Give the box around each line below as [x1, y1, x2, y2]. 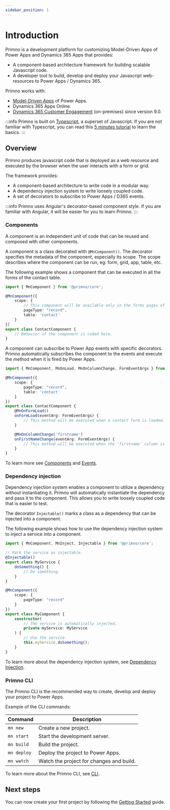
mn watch [8, 758, 29, 764]
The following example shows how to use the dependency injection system [5, 526, 163, 532]
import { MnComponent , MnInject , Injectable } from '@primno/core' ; [5, 541, 154, 546]
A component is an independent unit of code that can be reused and [5, 233, 149, 239]
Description [72, 716, 102, 723]
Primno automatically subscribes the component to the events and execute [5, 351, 162, 357]
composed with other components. [5, 238, 79, 245]
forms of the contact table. [5, 274, 62, 280]
